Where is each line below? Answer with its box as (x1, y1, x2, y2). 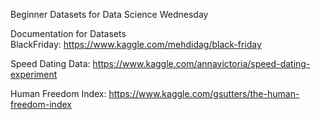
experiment (10, 69, 58, 80)
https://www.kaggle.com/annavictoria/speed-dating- (92, 58, 311, 69)
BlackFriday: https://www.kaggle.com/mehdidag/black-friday (10, 39, 262, 50)
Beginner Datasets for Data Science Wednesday (10, 9, 209, 20)
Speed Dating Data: (10, 58, 91, 69)
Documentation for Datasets (10, 28, 127, 39)
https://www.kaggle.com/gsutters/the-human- (108, 88, 300, 99)
